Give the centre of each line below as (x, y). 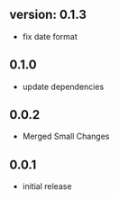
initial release (47, 186)
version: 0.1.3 (48, 15)
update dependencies (63, 86)
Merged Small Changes (66, 136)
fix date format (50, 36)
